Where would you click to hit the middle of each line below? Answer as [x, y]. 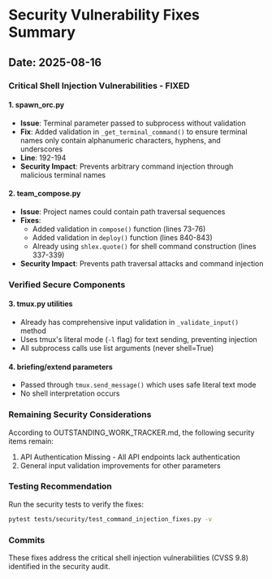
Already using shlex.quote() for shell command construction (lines [145, 246]
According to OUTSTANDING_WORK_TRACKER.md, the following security [132, 432]
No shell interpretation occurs [70, 393]
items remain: [31, 441]
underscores [41, 149]
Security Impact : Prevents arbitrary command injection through [127, 166]
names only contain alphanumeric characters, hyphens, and [120, 140]
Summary [42, 32]
